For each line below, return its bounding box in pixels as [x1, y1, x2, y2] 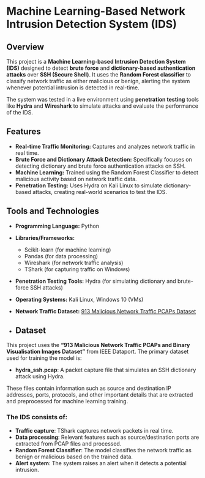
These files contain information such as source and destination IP [6, 384, 171, 392]
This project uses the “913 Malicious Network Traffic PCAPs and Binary [6, 342, 190, 349]
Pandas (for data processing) [24, 252, 99, 260]
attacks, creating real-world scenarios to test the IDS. [32, 188, 167, 195]
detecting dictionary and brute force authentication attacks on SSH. [15, 162, 186, 170]
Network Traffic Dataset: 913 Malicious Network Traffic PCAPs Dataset [15, 307, 196, 315]
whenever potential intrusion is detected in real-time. [6, 84, 140, 91]
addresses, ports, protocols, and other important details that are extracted [6, 391, 193, 398]
